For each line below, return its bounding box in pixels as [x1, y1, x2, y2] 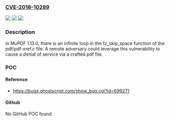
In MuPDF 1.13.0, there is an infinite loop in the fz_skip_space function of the [5, 40, 165, 46]
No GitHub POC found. [5, 111, 53, 117]
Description [5, 29, 35, 36]
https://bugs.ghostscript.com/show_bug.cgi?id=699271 [12, 88, 130, 94]
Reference [5, 77, 28, 83]
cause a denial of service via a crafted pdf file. [5, 51, 103, 57]
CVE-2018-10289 [5, 4, 50, 11]
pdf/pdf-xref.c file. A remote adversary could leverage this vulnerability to [5, 45, 160, 52]
